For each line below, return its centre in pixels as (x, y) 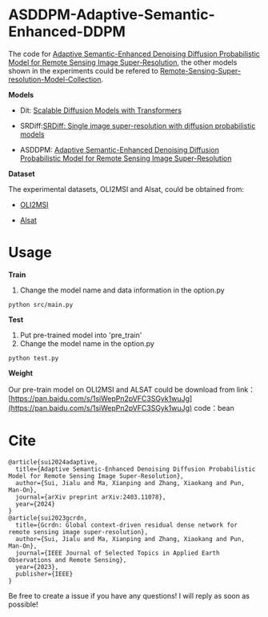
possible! (23, 604)
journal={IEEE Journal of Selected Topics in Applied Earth (118, 553)
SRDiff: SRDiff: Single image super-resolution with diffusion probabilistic (138, 125)
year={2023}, (37, 567)
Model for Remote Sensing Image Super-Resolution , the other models (123, 62)
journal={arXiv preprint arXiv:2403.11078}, (91, 497)
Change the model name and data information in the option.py (122, 290)
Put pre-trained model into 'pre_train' (81, 335)
